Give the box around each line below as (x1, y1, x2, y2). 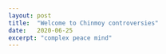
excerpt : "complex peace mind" (8, 33, 113, 42)
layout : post (8, 11, 52, 20)
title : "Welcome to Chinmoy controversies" (8, 19, 159, 27)
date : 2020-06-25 (8, 26, 73, 34)
